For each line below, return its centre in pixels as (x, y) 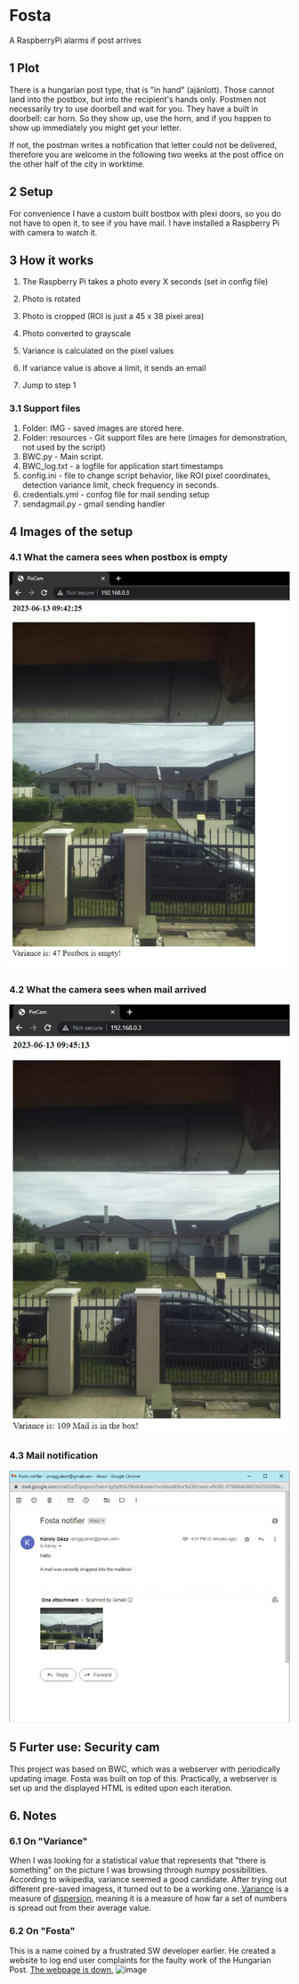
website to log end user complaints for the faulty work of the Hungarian (140, 1960)
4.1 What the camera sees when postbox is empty (119, 556)
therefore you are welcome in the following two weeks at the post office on (146, 154)
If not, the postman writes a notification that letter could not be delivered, (143, 144)
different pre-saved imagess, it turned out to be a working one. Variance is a (149, 1889)
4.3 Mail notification (54, 1456)
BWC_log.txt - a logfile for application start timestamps (123, 465)
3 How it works (52, 260)
